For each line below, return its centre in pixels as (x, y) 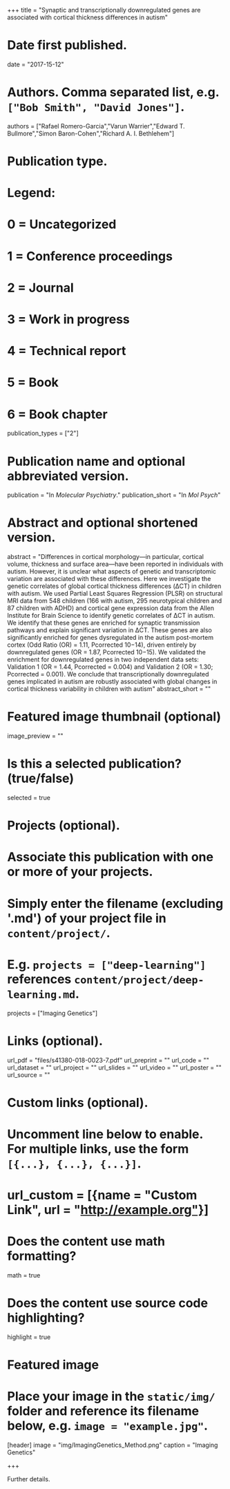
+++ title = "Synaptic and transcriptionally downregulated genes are (104, 10)
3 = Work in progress (68, 319)
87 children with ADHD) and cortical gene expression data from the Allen (111, 608)
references (39, 979)
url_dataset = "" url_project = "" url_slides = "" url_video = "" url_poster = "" (115, 1068)
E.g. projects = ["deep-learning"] (107, 964)
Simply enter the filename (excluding (115, 903)
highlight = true (29, 1337)
